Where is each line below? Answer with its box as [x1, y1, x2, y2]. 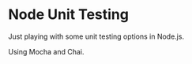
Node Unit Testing [8, 6, 129, 24]
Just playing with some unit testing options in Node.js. [8, 32, 184, 41]
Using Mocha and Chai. [8, 47, 85, 56]
